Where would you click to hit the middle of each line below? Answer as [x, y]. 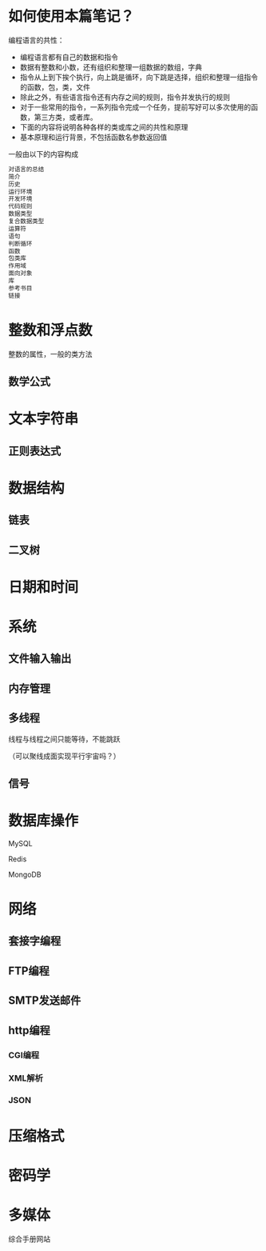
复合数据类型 [26, 222]
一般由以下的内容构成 [43, 154]
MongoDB [25, 874]
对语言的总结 [26, 169]
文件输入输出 [40, 659]
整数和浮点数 [51, 330]
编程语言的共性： [36, 40]
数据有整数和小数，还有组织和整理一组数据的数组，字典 [111, 67]
